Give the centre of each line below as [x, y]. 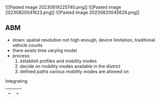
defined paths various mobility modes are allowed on [74, 71]
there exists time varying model [45, 50]
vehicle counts [27, 45]
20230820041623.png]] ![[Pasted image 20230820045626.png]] [72, 12]
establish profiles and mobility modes [58, 61]
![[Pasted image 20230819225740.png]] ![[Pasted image [63, 7]
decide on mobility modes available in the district [70, 66]
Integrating [16, 81]
